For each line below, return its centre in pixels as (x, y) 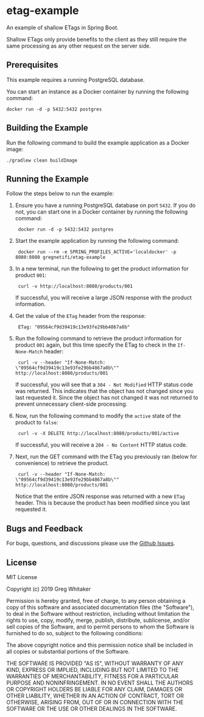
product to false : (37, 422)
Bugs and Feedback (45, 528)
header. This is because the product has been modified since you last (102, 503)
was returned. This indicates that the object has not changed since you (104, 391)
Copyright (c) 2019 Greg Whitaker (49, 589)
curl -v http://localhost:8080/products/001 (75, 286)
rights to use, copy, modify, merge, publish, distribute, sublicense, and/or (98, 620)
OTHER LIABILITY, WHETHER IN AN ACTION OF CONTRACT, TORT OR (95, 696)
